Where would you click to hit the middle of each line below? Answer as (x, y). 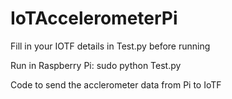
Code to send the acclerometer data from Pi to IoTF (116, 84)
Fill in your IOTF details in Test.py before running (110, 46)
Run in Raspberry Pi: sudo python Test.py (96, 65)
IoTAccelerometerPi (94, 18)
